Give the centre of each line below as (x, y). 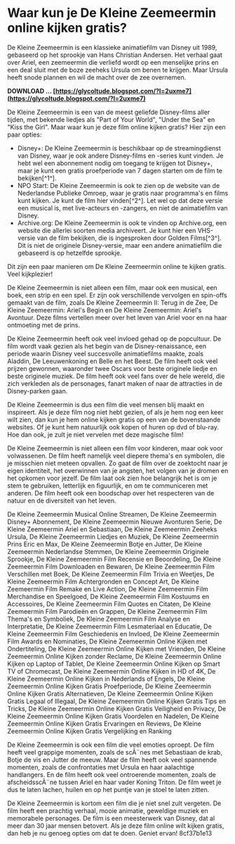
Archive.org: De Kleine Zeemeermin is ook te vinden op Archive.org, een (122, 222)
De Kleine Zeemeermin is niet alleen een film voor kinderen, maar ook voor (115, 448)
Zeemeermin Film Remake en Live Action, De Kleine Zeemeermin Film (108, 588)
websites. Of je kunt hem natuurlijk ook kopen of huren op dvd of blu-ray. (113, 427)
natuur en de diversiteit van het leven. (62, 500)
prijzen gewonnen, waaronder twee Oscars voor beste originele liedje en (112, 368)
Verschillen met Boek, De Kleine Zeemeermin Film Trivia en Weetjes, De (111, 574)
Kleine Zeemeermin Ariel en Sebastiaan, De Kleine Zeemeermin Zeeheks (112, 529)
